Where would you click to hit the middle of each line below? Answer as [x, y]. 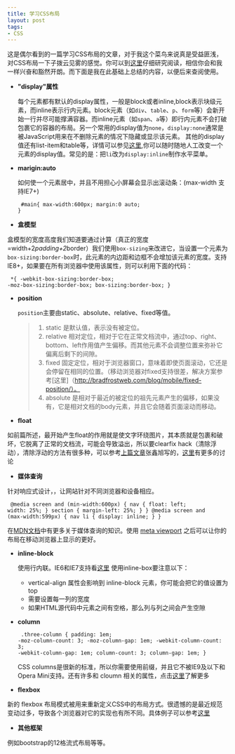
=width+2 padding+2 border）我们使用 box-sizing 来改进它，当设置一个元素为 [117, 248]
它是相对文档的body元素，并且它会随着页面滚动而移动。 [139, 407]
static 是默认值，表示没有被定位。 [94, 328]
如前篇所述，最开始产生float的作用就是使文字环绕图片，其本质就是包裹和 [112, 435]
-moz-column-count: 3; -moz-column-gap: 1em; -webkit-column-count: [120, 641]
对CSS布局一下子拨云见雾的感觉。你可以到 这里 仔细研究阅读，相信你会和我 [115, 63]
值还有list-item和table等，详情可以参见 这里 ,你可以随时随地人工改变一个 [120, 145]
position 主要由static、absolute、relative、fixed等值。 [96, 313]
